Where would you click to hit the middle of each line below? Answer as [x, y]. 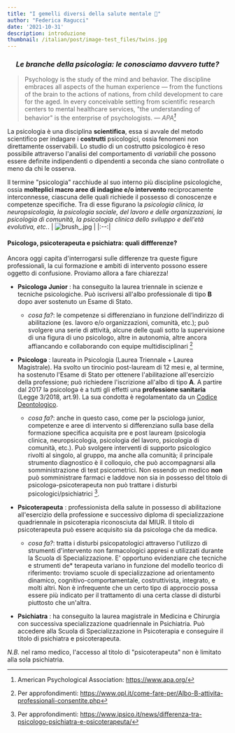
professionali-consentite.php [59, 700]
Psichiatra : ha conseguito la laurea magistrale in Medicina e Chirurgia [119, 616]
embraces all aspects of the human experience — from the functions [123, 87]
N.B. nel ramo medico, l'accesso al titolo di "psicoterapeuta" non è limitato [114, 652]
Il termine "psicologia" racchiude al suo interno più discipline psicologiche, [115, 182]
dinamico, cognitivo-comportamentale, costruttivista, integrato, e [121, 580]
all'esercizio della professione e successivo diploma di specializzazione [120, 515]
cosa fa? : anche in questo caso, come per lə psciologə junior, [116, 418]
